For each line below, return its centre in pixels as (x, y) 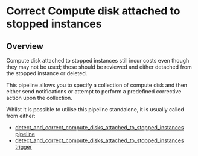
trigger (23, 147)
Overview (25, 46)
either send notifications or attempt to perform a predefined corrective (94, 91)
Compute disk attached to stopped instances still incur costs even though (98, 61)
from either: (21, 116)
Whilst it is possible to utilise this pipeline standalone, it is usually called (95, 109)
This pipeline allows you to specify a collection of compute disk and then (97, 85)
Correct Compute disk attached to (93, 11)
